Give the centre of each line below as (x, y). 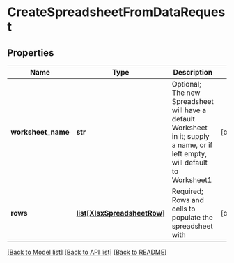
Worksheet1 (192, 180)
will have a (189, 110)
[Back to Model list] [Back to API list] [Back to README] (87, 252)
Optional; (187, 84)
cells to (184, 209)
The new (186, 93)
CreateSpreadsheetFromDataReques (116, 12)
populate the (193, 217)
